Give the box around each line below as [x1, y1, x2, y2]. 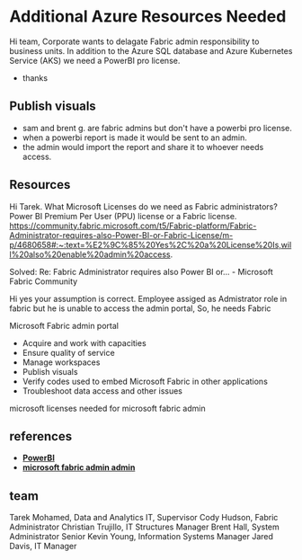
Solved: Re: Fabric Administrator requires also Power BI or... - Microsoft [9, 266, 273, 277]
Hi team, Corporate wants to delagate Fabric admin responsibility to [9, 36, 260, 47]
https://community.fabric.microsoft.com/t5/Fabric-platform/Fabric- [9, 220, 257, 231]
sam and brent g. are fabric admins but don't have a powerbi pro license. [22, 122, 292, 133]
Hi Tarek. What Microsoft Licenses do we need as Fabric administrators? [9, 200, 279, 212]
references [9, 429, 73, 444]
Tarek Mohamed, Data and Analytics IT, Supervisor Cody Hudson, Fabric [9, 512, 279, 523]
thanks [22, 72, 48, 83]
